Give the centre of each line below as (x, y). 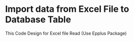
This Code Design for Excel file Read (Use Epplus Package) (66, 33)
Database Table (38, 20)
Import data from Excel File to (67, 9)
